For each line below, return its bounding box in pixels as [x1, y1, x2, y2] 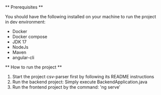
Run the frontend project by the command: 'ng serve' [12, 84, 121, 90]
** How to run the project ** [5, 64, 62, 70]
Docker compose [12, 34, 48, 39]
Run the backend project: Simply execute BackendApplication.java [12, 79, 148, 85]
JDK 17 [12, 39, 27, 45]
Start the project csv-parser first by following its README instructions [12, 74, 155, 79]
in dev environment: [5, 19, 46, 25]
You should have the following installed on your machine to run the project [5, 14, 157, 19]
